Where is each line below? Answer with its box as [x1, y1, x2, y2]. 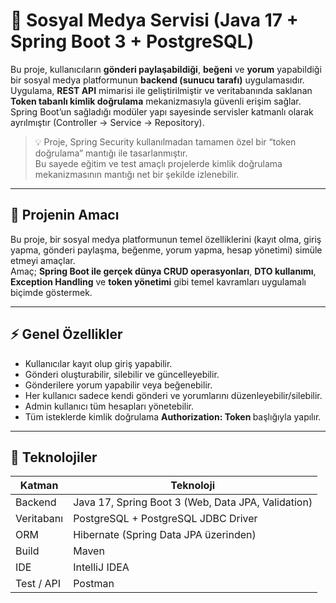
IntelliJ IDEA [73, 560, 130, 574]
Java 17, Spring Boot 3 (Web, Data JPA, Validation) [73, 495, 313, 509]
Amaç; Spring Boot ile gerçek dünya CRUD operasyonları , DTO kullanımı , [10, 265, 317, 277]
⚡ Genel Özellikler [10, 326, 123, 343]
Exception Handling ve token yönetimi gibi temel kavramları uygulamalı [10, 275, 307, 288]
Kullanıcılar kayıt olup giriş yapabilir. [24, 357, 173, 369]
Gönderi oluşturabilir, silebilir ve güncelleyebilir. [24, 368, 220, 380]
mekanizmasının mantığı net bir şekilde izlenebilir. [34, 168, 240, 180]
